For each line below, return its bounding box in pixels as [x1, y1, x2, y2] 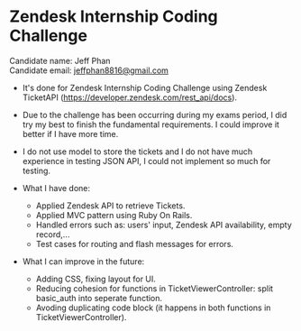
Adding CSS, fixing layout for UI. [35, 273, 156, 284]
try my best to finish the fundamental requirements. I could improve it [22, 119, 279, 130]
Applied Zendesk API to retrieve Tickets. [35, 200, 186, 211]
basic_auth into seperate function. [35, 292, 163, 303]
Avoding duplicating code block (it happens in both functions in [35, 302, 271, 313]
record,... [35, 228, 70, 240]
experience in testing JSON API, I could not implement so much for [22, 155, 271, 166]
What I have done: [22, 182, 91, 193]
